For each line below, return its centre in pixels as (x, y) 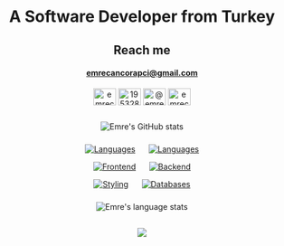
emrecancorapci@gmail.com (142, 73)
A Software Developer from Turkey (142, 17)
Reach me (142, 50)
